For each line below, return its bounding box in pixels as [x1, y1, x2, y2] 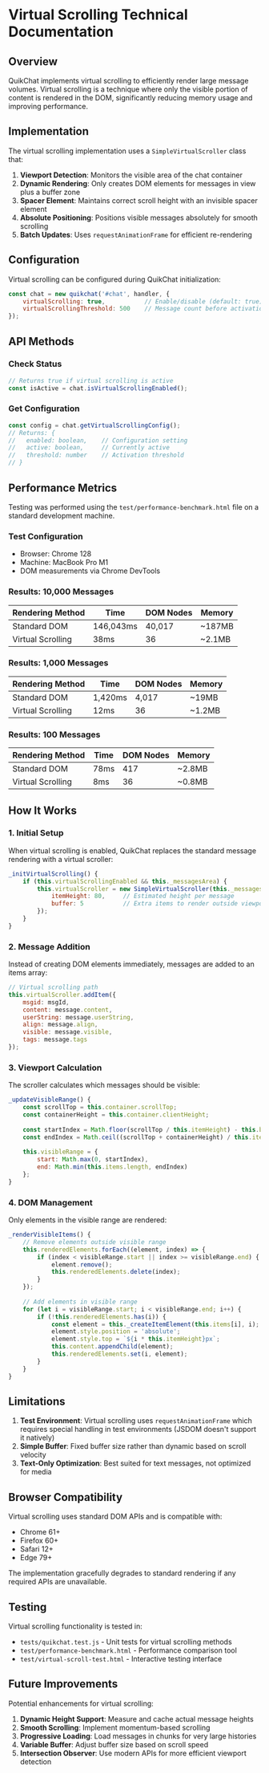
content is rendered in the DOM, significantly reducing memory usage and [8, 93, 253, 102]
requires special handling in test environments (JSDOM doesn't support [19, 1425, 257, 1434]
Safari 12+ [19, 1544, 54, 1554]
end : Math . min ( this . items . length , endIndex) [37, 1163, 188, 1171]
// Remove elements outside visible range [22, 1238, 167, 1246]
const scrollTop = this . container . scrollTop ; [22, 1104, 178, 1112]
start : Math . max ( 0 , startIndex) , [37, 1156, 149, 1164]
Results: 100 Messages [8, 729, 101, 740]
